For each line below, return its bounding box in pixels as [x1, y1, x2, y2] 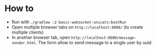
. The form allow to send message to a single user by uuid [35, 39, 152, 45]
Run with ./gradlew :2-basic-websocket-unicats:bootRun [11, 19, 126, 25]
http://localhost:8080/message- [70, 35, 137, 40]
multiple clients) [11, 29, 44, 35]
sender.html [11, 40, 36, 45]
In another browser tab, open [11, 34, 70, 40]
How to [4, 3, 34, 14]
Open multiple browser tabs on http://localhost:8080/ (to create [11, 24, 143, 30]
